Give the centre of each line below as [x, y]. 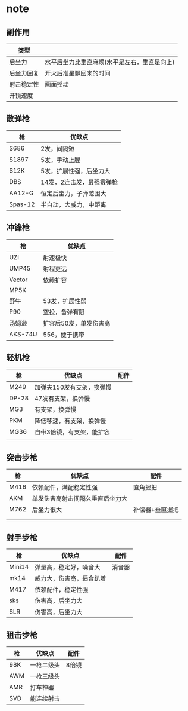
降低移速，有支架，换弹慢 [70, 421]
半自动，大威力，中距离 [73, 204]
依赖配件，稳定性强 [62, 590]
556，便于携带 [64, 335]
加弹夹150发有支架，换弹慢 [73, 387]
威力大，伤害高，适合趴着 [70, 578]
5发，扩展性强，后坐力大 [76, 171]
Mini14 [19, 567]
